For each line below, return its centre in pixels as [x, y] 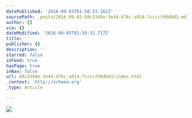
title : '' [18, 39]
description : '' [26, 50]
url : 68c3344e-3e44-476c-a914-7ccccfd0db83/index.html [74, 77]
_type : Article [25, 88]
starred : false [25, 55]
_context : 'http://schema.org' [44, 82]
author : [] [19, 22]
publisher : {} [23, 44]
